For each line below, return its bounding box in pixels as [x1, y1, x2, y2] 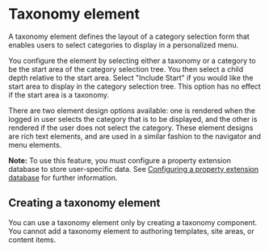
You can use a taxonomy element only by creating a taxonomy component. [8, 217, 258, 227]
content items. [8, 235, 57, 245]
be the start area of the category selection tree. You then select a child [8, 64, 244, 73]
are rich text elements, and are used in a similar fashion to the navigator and [8, 131, 261, 141]
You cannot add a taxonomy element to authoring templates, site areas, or [8, 226, 254, 236]
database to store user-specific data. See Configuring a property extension [8, 164, 259, 174]
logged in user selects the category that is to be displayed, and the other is [8, 114, 258, 123]
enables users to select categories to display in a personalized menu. [8, 40, 239, 49]
